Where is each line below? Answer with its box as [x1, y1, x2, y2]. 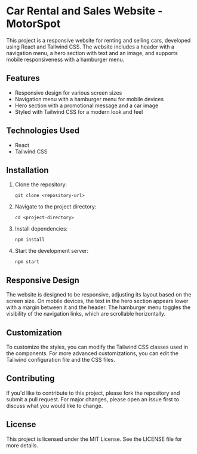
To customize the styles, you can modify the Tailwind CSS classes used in [6, 343, 189, 350]
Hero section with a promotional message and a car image [14, 102, 159, 109]
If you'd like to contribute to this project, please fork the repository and [6, 389, 180, 397]
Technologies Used [6, 126, 79, 136]
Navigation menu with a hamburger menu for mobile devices [14, 95, 164, 102]
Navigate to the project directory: [14, 203, 97, 210]
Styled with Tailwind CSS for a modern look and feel [14, 108, 143, 115]
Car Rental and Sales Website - [6, 4, 163, 18]
